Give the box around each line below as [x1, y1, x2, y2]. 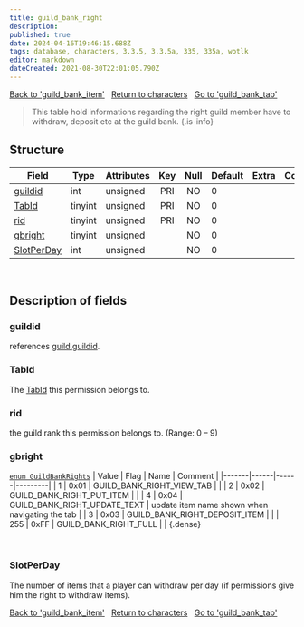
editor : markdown [9, 55, 75, 64]
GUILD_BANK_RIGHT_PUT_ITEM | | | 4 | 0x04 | [9, 490, 183, 501]
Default [211, 169, 244, 181]
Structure [9, 142, 65, 158]
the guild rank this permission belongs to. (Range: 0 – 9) [9, 427, 219, 438]
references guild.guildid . [9, 341, 100, 352]
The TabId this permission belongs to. [9, 384, 150, 395]
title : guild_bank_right [9, 13, 103, 23]
